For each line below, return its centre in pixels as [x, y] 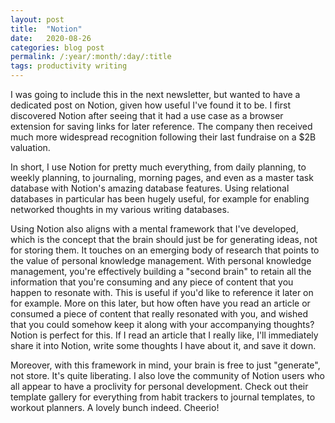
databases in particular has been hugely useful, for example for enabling [160, 199]
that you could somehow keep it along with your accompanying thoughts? [162, 324]
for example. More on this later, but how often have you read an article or [160, 303]
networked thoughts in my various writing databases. [120, 209]
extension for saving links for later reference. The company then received [161, 126]
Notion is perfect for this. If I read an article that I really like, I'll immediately [164, 335]
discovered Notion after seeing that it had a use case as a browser [147, 115]
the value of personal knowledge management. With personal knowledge [161, 260]
